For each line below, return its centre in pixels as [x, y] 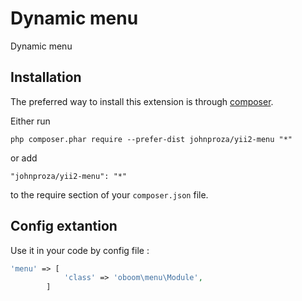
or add [24, 158]
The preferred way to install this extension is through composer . [142, 101]
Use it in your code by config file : [80, 250]
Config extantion [64, 226]
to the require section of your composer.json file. [109, 194]
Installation [46, 77]
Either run [30, 121]
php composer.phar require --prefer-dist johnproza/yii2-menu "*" [151, 139]
